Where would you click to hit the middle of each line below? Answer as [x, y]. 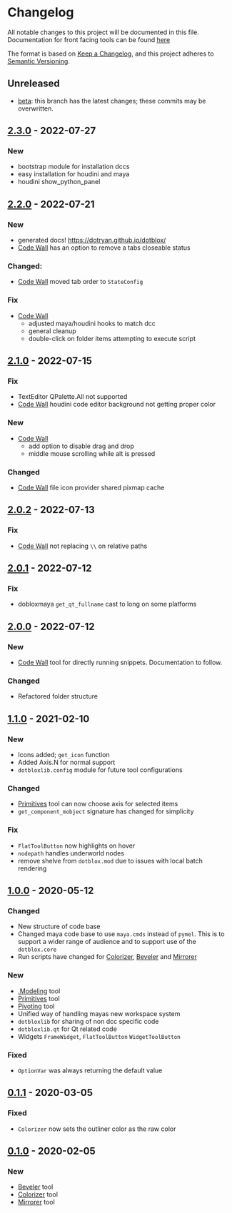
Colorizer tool [38, 1194]
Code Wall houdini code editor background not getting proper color [117, 405]
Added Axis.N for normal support [66, 762]
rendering [32, 868]
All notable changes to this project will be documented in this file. [104, 32]
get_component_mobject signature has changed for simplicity [106, 811]
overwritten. [35, 108]
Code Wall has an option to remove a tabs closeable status [104, 248]
